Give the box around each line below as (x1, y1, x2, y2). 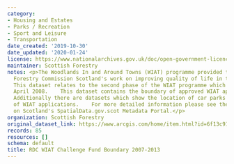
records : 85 (7, 127, 42, 134)
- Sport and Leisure (7, 29, 68, 37)
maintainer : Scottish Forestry (7, 62, 98, 69)
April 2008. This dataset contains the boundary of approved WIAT (13, 88, 219, 95)
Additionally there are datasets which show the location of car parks (13, 95, 226, 102)
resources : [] (7, 133, 49, 140)
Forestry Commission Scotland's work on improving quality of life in (13, 75, 223, 82)
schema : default (7, 140, 54, 147)
